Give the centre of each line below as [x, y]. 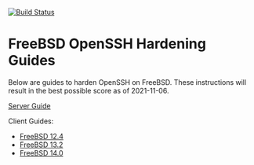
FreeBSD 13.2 [41, 145]
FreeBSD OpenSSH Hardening [107, 44]
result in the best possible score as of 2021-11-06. [89, 90]
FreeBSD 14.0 [41, 152]
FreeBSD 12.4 [42, 136]
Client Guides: [31, 121]
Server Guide [29, 105]
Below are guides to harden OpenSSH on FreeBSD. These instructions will [127, 82]
